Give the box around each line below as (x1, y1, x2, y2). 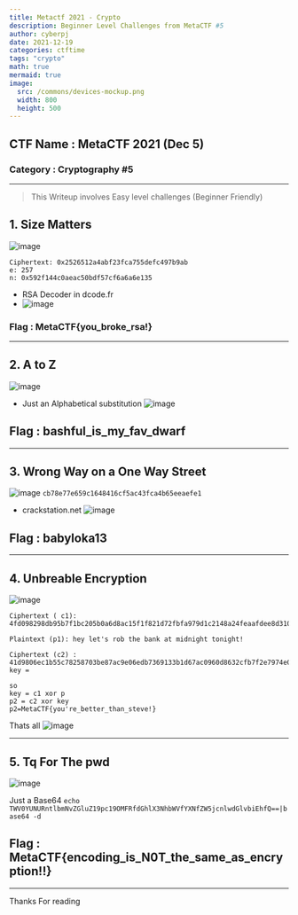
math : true (9, 63, 50, 72)
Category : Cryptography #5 (9, 163, 134, 176)
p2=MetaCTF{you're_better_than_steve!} (9, 705, 157, 714)
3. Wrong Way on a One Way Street (9, 465, 207, 480)
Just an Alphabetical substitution (21, 398, 142, 409)
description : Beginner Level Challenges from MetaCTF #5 (9, 21, 224, 30)
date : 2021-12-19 (9, 37, 74, 47)
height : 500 (17, 104, 62, 113)
